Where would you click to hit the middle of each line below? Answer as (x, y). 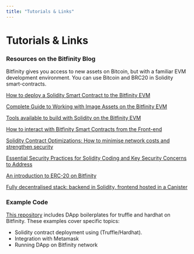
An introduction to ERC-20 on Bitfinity (51, 176)
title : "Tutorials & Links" (40, 11)
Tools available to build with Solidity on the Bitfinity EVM (74, 118)
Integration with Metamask (46, 239)
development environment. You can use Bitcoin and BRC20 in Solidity (90, 78)
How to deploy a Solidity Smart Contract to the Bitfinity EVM (78, 95)
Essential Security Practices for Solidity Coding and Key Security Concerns (96, 158)
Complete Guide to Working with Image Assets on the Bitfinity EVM (87, 107)
